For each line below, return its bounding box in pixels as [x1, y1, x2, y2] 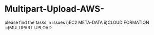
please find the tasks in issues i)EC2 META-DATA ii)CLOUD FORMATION [4, 19, 150, 25]
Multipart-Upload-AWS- [4, 3, 104, 15]
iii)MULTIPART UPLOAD [4, 24, 52, 30]
